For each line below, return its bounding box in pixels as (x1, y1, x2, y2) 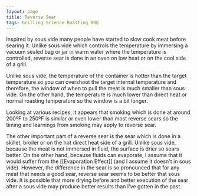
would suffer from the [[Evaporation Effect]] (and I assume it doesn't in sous (6, 158, 191, 165)
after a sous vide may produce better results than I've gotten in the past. (6, 183, 182, 190)
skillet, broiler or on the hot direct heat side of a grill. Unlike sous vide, (6, 139, 176, 146)
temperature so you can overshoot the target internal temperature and (6, 79, 177, 86)
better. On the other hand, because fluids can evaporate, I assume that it (6, 152, 182, 159)
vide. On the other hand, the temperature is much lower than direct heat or (6, 91, 187, 98)
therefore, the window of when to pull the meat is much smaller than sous (6, 85, 185, 92)
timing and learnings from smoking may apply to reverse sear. (6, 122, 156, 129)
